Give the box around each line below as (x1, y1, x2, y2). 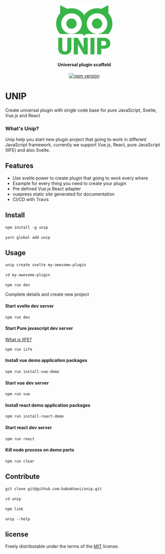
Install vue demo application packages (5, 357, 88, 363)
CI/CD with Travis (12, 196, 49, 202)
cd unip (5, 496, 22, 501)
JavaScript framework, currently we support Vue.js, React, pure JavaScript (5, 141, 160, 148)
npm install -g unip (5, 225, 49, 230)
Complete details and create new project (5, 292, 89, 298)
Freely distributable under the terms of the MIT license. (5, 543, 119, 549)
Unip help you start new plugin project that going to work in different (5, 136, 147, 142)
